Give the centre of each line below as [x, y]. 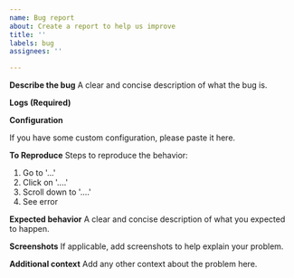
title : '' [28, 34]
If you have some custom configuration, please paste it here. [123, 138]
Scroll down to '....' [57, 192]
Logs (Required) [40, 103]
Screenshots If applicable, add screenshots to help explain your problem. [147, 246]
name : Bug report [42, 18]
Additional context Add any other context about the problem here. [133, 264]
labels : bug [32, 43]
